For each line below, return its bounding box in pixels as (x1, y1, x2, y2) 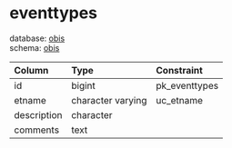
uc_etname (156, 94, 203, 106)
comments (14, 123, 60, 136)
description (14, 108, 63, 121)
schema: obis (9, 42, 60, 53)
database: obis (9, 33, 66, 44)
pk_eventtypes (156, 79, 219, 92)
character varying (71, 94, 147, 106)
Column (14, 64, 49, 76)
